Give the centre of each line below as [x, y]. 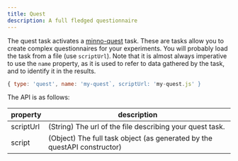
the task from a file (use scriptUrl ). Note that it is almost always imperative [117, 56]
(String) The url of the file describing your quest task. [137, 127]
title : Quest [27, 14]
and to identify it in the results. [52, 71]
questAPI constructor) [85, 148]
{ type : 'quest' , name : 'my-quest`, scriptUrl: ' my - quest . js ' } [104, 84]
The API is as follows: [39, 97]
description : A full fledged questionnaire [73, 21]
